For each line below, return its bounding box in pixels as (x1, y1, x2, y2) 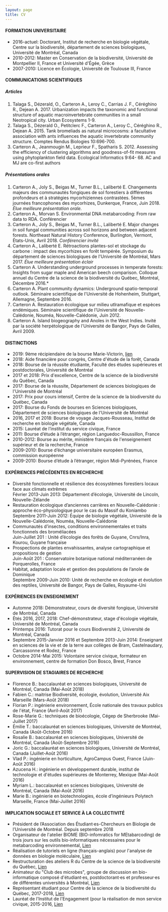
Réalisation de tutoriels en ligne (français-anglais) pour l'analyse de (12, 848, 152, 854)
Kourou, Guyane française (12, 539, 67, 545)
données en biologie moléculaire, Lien (12, 853, 91, 859)
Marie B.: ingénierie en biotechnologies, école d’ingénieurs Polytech (12, 793, 154, 799)
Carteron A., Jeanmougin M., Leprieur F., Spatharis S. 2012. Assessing (12, 144, 158, 150)
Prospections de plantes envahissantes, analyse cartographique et (12, 544, 150, 551)
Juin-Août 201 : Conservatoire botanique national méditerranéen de (12, 555, 152, 561)
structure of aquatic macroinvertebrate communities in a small (12, 112, 141, 118)
